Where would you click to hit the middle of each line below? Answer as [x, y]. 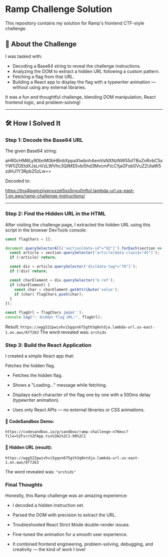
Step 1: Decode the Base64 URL [44, 140]
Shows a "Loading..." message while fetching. [60, 385]
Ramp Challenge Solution [59, 9]
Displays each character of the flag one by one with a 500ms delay [81, 395]
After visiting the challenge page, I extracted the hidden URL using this [78, 224]
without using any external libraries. [49, 87]
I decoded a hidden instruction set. [48, 505]
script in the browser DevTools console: [46, 230]
